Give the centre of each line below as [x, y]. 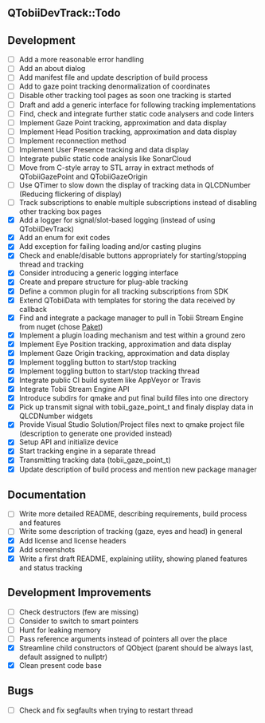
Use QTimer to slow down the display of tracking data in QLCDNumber [135, 185]
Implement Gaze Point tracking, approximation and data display [123, 122]
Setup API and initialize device [68, 442]
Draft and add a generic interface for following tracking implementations [137, 105]
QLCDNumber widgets [56, 416]
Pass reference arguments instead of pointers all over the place [123, 638]
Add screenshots [47, 549]
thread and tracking [51, 265]
